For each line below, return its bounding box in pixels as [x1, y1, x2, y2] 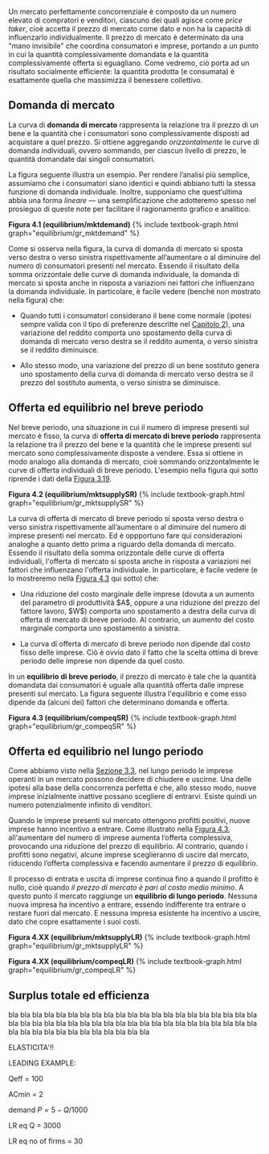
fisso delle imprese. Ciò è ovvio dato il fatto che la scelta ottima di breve [19, 647, 259, 657]
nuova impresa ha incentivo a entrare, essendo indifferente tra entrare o [8, 900, 247, 909]
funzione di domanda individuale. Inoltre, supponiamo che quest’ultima [8, 187, 243, 196]
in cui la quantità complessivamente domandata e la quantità [8, 50, 209, 59]
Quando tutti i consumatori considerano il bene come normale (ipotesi [19, 310, 251, 321]
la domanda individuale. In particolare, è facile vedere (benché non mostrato [8, 286, 261, 296]
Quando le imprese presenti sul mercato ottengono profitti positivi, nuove [8, 816, 251, 825]
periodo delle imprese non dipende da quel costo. [19, 656, 185, 665]
